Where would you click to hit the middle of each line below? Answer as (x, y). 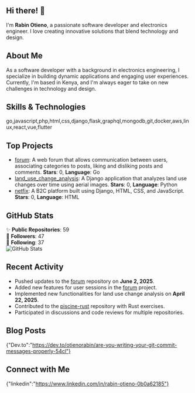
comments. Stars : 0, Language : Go (57, 172)
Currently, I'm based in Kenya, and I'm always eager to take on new (87, 82)
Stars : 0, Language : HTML (47, 197)
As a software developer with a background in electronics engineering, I (93, 70)
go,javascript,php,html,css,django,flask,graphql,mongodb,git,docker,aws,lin (97, 121)
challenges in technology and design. (51, 88)
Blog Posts (26, 331)
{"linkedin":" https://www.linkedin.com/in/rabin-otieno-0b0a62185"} (88, 384)
